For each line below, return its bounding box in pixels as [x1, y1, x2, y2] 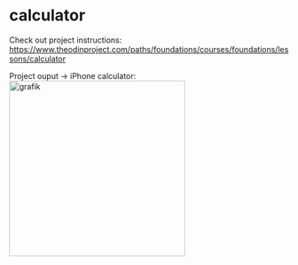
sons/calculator [9, 53, 67, 64]
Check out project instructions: [9, 35, 122, 45]
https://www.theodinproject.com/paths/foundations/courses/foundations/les [9, 43, 289, 54]
